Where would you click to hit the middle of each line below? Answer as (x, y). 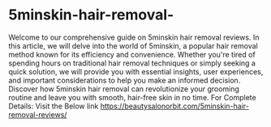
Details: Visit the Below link (54, 106)
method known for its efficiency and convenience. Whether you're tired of (132, 54)
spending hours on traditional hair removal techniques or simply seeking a (132, 63)
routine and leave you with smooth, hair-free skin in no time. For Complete (133, 97)
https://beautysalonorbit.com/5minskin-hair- (174, 106)
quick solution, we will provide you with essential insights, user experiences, (136, 71)
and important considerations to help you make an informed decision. (125, 80)
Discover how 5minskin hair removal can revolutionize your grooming (124, 89)
